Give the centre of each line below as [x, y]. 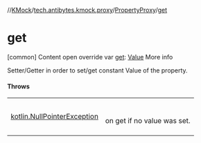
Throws [18, 86]
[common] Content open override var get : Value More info [90, 57]
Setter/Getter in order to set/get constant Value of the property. [98, 70]
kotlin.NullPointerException [55, 117]
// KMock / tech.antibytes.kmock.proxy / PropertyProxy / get [87, 10]
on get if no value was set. [148, 121]
